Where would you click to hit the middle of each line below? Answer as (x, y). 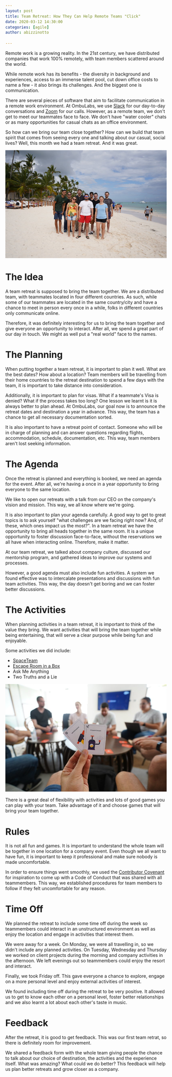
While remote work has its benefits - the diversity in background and (78, 74)
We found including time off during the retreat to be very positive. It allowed (85, 992)
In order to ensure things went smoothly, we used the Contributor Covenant (85, 872)
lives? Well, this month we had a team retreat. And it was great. (72, 143)
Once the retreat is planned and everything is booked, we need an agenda (84, 478)
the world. (16, 64)
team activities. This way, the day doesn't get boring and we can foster (80, 583)
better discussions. (26, 589)
